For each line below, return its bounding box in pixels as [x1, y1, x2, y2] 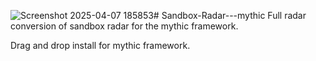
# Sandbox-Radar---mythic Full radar [153, 10, 307, 21]
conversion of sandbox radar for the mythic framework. [10, 20, 239, 32]
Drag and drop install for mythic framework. [10, 40, 191, 51]
